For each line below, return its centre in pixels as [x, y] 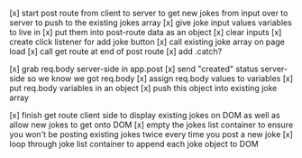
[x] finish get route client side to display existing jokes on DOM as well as [145, 115]
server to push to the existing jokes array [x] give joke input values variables [151, 23]
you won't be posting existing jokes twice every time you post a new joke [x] [151, 134]
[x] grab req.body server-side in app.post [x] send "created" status [134, 69]
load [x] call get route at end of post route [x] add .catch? [116, 51]
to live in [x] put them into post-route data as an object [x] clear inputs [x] [146, 32]
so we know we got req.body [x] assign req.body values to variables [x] [160, 79]
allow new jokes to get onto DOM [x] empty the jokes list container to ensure [151, 125]
